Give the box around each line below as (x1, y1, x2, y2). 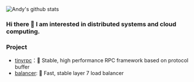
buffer (14, 63, 30, 70)
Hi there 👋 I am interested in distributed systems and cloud (6, 20, 176, 28)
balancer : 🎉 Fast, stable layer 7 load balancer (14, 70, 124, 77)
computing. (6, 27, 40, 35)
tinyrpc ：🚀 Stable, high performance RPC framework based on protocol (14, 57, 189, 64)
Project (6, 43, 28, 51)
